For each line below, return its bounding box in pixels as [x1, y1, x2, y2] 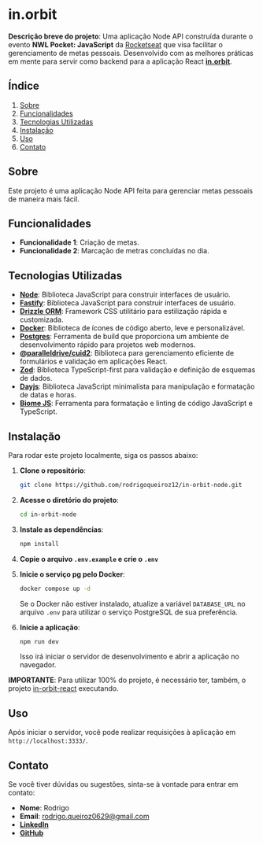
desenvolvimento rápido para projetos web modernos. [19, 340, 196, 349]
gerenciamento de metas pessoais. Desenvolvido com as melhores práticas [8, 48, 254, 57]
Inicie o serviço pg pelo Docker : [19, 569, 125, 579]
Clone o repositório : [19, 466, 87, 475]
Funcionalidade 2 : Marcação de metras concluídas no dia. [19, 246, 210, 256]
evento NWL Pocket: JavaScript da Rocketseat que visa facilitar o [8, 39, 223, 49]
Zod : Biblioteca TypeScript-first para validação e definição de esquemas [19, 365, 256, 375]
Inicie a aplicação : [19, 622, 80, 632]
